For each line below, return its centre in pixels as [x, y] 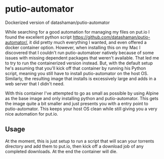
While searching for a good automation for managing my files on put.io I [78, 32]
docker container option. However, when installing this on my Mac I [73, 47]
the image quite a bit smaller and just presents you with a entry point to [77, 103]
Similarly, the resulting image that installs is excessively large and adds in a [81, 79]
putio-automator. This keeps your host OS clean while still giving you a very [81, 109]
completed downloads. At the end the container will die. [61, 151]
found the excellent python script [38, 37]
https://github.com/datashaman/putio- [111, 37]
